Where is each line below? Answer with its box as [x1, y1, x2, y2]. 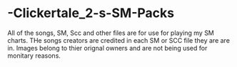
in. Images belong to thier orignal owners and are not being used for [7, 43, 208, 52]
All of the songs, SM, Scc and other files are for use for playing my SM [7, 29, 214, 37]
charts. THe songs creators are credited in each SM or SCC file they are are [7, 36, 231, 44]
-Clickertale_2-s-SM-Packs [7, 5, 175, 21]
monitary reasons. [7, 51, 61, 60]
